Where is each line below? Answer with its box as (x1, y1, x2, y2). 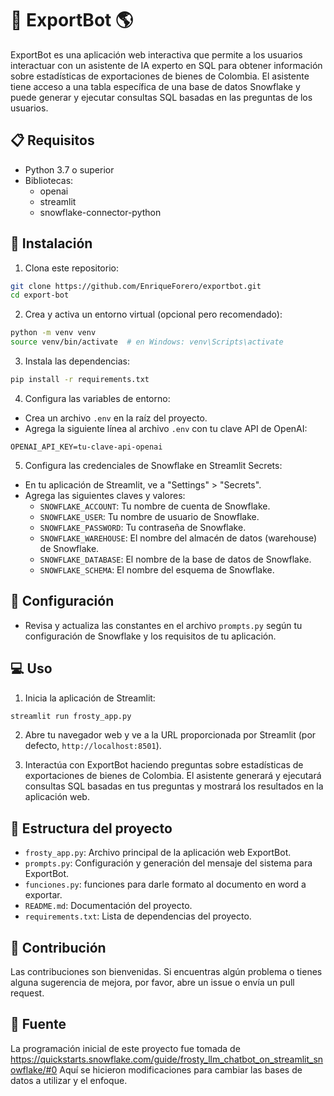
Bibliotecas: (24, 174, 74, 186)
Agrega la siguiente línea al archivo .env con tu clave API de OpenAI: (24, 422, 308, 434)
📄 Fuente (10, 1016, 67, 1033)
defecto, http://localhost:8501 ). (24, 740, 162, 752)
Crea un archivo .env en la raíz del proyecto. (24, 412, 208, 424)
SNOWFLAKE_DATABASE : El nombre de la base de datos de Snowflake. (39, 553, 312, 565)
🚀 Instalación (10, 235, 93, 252)
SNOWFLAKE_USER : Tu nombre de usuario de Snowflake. (39, 510, 260, 522)
